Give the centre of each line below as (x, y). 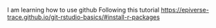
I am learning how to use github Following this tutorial (83, 10)
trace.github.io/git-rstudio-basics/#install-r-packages (84, 17)
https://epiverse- (185, 10)
